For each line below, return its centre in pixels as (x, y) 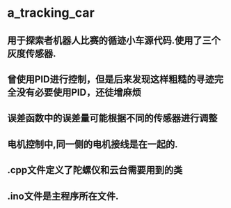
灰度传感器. (32, 53)
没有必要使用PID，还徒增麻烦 (79, 92)
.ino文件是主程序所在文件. (63, 196)
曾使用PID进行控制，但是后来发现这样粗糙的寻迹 (111, 79)
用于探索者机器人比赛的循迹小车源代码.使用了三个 (114, 40)
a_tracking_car (51, 13)
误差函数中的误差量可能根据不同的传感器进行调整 (112, 118)
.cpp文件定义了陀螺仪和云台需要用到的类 (95, 170)
